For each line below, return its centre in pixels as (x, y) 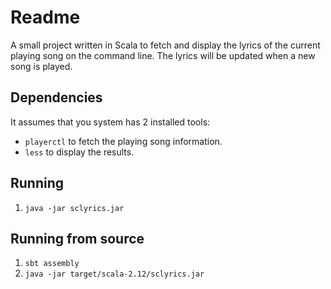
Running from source (77, 238)
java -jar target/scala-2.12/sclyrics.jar (114, 274)
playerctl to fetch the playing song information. (123, 141)
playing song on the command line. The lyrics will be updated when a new (163, 55)
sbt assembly (52, 264)
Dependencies (56, 97)
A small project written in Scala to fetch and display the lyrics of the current (165, 45)
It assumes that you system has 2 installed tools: (110, 122)
